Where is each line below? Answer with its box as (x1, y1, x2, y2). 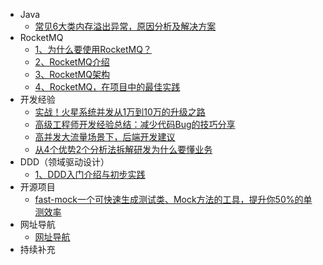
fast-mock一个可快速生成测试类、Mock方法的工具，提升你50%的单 (34, 194, 313, 205)
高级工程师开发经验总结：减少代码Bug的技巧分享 (34, 119, 236, 130)
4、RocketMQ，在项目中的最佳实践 (34, 81, 181, 93)
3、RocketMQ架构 (34, 69, 110, 80)
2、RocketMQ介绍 (34, 56, 110, 68)
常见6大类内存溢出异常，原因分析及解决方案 (34, 20, 217, 32)
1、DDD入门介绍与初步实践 (34, 169, 146, 180)
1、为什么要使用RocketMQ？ (34, 44, 152, 55)
